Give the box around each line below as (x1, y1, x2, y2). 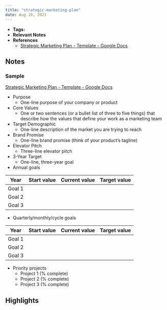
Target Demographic (12, 121, 56, 127)
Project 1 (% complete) (20, 271, 68, 277)
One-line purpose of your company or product (20, 99, 118, 106)
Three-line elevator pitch (20, 148, 72, 154)
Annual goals (12, 164, 41, 171)
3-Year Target (12, 153, 42, 160)
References (12, 37, 38, 43)
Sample (5, 72, 24, 80)
